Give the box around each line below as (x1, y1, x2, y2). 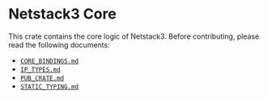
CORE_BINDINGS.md (19, 57, 79, 65)
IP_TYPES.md (19, 65, 61, 73)
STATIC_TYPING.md (19, 82, 79, 91)
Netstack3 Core (8, 5, 117, 23)
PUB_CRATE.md (19, 74, 65, 82)
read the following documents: (8, 39, 111, 49)
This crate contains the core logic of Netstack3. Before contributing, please (8, 31, 260, 41)
